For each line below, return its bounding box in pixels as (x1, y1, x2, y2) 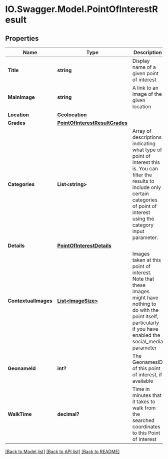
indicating (132, 140, 156, 147)
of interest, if (132, 371, 162, 378)
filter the (132, 171, 152, 178)
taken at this (132, 257, 161, 264)
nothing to (132, 301, 156, 307)
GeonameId (7, 365, 36, 372)
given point (132, 70, 159, 77)
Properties (5, 34, 39, 43)
